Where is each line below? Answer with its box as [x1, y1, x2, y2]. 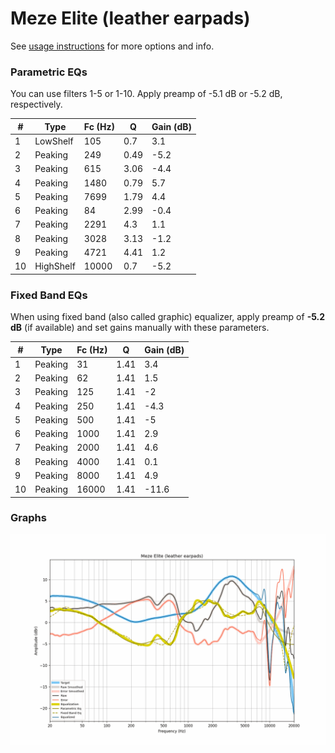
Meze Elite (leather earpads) [10, 7, 251, 30]
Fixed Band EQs [10, 288, 88, 302]
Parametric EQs [10, 65, 88, 79]
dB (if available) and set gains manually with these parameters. [10, 322, 270, 334]
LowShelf [34, 135, 74, 147]
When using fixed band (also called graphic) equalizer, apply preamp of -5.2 [10, 311, 326, 323]
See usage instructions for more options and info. [10, 40, 215, 52]
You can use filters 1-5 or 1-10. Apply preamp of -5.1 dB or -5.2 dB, [10, 88, 283, 100]
